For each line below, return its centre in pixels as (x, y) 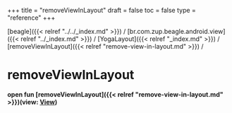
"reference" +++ (31, 18)
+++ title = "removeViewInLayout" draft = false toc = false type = (102, 10)
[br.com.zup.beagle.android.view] (176, 31)
